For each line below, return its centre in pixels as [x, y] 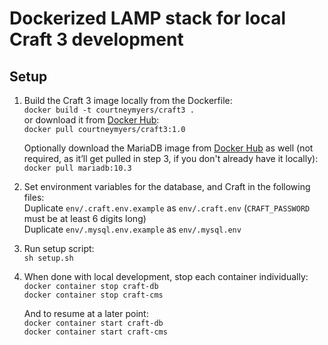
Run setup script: [59, 248]
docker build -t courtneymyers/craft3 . [109, 110]
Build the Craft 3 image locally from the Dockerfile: [128, 100]
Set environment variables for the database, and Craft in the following [167, 186]
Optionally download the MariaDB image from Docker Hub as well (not [168, 148]
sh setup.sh [48, 258]
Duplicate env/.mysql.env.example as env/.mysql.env [132, 229]
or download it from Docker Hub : [91, 120]
